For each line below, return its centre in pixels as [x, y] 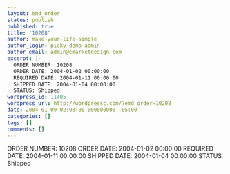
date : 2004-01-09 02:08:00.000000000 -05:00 [72, 110]
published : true [30, 26]
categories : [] [29, 116]
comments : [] [26, 129]
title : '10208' [29, 33]
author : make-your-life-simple [52, 39]
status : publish [30, 20]
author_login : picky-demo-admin [54, 46]
